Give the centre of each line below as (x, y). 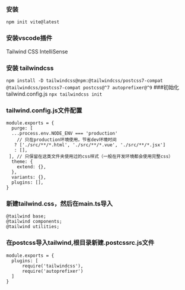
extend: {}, (31, 167)
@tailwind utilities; (33, 227)
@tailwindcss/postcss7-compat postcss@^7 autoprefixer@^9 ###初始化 (93, 87)
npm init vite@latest (33, 22)
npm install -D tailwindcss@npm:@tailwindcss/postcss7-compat (84, 81)
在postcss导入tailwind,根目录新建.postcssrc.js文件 (80, 243)
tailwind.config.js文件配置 (44, 110)
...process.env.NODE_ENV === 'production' (65, 134)
